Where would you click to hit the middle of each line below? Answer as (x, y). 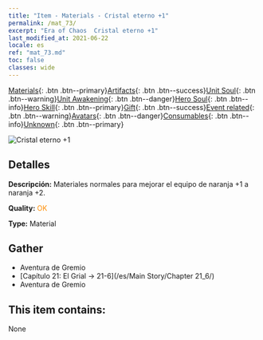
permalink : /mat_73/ (43, 23)
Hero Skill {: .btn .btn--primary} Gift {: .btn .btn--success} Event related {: (139, 107)
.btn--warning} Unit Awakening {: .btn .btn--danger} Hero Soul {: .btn (118, 99)
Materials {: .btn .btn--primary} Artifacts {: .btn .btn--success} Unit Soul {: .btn (132, 90)
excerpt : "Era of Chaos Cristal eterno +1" (83, 30)
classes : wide (32, 68)
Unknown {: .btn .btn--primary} (74, 124)
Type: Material (32, 223)
